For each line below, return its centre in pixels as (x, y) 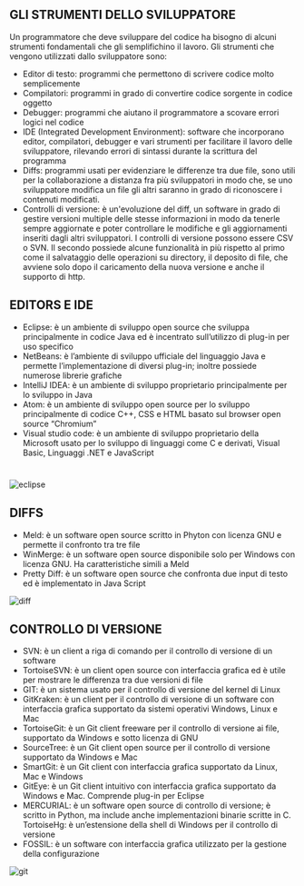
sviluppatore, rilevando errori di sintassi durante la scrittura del (140, 151)
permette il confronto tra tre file (81, 544)
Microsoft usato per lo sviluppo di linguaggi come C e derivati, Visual (151, 443)
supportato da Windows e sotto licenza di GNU (110, 738)
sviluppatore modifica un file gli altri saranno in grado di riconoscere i (152, 189)
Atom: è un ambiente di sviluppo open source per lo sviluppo (136, 404)
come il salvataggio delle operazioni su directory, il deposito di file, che (155, 257)
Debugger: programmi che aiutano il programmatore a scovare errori (151, 112)
